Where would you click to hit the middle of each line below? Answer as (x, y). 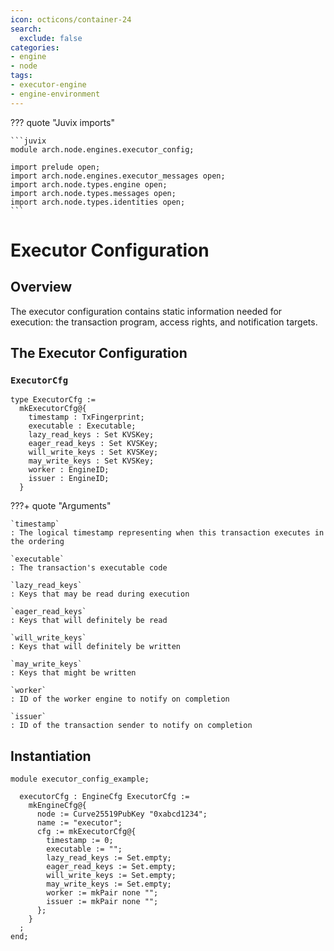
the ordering (37, 542)
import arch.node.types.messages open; (93, 193)
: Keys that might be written (73, 673)
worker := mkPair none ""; (102, 893)
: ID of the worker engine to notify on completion (120, 699)
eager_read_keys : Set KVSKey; (93, 444)
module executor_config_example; (80, 779)
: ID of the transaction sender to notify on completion (131, 726)
